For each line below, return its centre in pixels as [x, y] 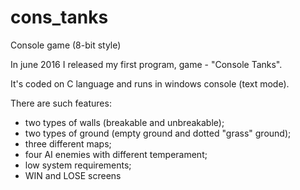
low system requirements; [78, 165]
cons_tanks [59, 17]
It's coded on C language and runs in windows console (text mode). [150, 83]
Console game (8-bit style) [66, 45]
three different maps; [68, 143]
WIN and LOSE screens [73, 175]
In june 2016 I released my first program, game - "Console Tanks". [146, 64]
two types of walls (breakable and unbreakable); [124, 122]
